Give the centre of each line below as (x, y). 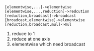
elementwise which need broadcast (48, 44)
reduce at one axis (31, 39)
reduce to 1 (23, 34)
